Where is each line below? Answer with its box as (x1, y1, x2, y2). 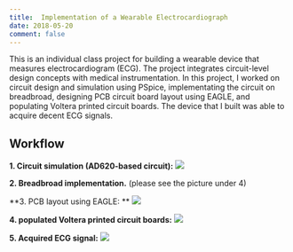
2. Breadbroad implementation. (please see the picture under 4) (9, 178, 247, 189)
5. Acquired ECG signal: (9, 232, 99, 244)
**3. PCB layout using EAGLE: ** (9, 196, 131, 207)
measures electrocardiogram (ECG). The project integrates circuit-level (9, 63, 269, 74)
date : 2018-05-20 (9, 21, 74, 30)
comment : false (9, 29, 66, 38)
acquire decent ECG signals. (9, 110, 114, 121)
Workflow (9, 136, 65, 151)
